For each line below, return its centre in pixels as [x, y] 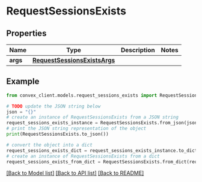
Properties [26, 33]
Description [138, 50]
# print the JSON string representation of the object [76, 129]
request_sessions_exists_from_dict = [54, 162]
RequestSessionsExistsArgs [74, 60]
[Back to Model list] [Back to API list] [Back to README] [75, 173]
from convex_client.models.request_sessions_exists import [82, 95]
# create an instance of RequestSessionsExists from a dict [83, 156]
